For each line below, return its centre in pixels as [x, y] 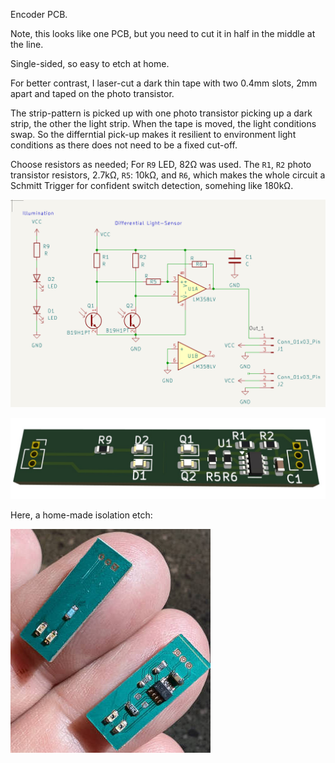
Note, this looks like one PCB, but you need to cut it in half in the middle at [163, 33]
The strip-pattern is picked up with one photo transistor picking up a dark [161, 113]
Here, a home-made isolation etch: [81, 515]
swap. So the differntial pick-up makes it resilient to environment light [153, 134]
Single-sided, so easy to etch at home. [90, 63]
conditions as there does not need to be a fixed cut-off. [124, 145]
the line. [27, 44]
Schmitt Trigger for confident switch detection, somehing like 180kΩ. [152, 185]
